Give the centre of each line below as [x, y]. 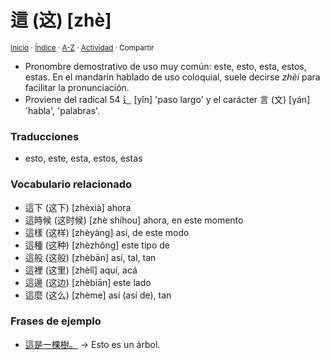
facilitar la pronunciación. [77, 87]
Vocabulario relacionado [71, 184]
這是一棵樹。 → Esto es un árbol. [92, 344]
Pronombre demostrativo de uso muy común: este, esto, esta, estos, [165, 66]
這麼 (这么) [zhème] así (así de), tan [98, 295]
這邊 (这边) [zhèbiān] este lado [88, 282]
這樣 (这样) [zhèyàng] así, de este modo [107, 232]
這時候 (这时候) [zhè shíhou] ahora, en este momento [134, 220]
